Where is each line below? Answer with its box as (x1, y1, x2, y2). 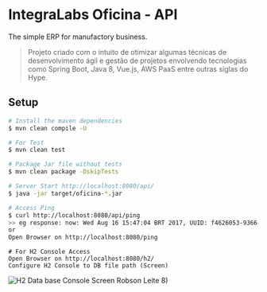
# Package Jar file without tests (8, 161, 123, 169)
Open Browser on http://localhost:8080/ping (8, 233, 158, 242)
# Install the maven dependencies (8, 117, 123, 125)
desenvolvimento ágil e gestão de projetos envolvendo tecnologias (27, 56, 247, 65)
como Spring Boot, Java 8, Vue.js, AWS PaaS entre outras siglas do (27, 64, 249, 73)
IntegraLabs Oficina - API (8, 6, 178, 24)
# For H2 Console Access (8, 248, 91, 256)
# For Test (8, 138, 44, 146)
